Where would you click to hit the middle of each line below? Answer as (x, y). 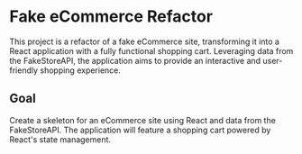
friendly (24, 70)
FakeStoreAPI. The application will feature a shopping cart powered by (140, 130)
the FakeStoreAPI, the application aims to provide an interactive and (135, 60)
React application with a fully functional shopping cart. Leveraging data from (151, 50)
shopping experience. (81, 70)
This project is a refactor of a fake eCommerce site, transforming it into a (144, 41)
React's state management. (60, 139)
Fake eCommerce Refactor (111, 17)
